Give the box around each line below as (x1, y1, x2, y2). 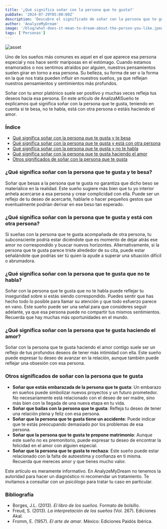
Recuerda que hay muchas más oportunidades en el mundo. (5, 314, 129, 320)
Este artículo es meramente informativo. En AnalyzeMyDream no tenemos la (5, 468, 161, 474)
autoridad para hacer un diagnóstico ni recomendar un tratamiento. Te (5, 473, 149, 479)
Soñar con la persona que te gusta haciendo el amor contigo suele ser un (5, 344, 156, 350)
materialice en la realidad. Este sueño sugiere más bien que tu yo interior (5, 185, 154, 191)
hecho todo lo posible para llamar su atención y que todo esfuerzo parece (5, 298, 157, 304)
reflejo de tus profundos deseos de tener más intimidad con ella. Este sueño (5, 350, 162, 356)
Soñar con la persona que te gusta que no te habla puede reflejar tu (5, 288, 144, 294)
